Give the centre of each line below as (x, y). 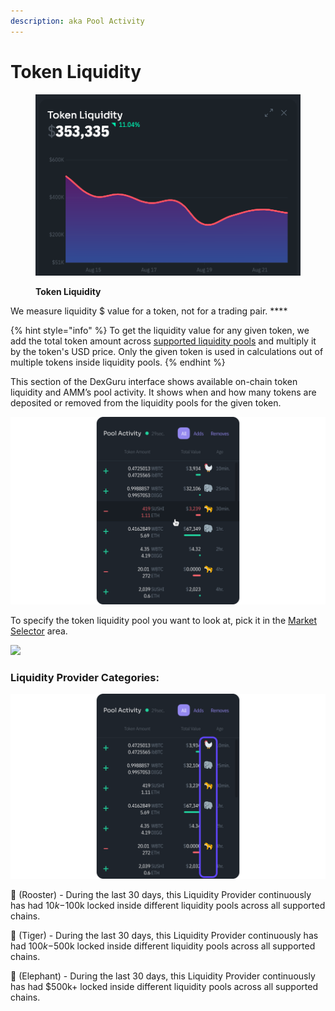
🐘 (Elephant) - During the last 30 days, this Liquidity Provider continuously (163, 976)
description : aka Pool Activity (77, 21)
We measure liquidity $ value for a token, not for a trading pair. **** (149, 311)
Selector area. (39, 631)
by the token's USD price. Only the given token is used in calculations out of (167, 351)
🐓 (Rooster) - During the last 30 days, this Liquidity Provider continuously (161, 895)
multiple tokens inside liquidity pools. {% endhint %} (118, 362)
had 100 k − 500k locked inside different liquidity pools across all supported (163, 946)
